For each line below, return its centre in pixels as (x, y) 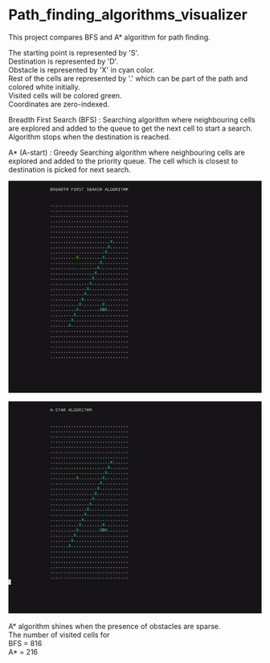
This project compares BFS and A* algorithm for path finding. (109, 37)
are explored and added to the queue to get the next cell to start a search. (131, 128)
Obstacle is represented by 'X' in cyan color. (82, 69)
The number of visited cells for (59, 635)
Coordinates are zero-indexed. (59, 104)
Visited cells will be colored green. (65, 95)
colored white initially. (44, 87)
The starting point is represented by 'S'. (74, 52)
